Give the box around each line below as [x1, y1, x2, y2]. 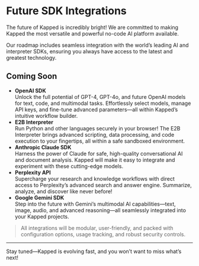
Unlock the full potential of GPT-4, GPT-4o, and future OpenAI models [14, 93, 186, 100]
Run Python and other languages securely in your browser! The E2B [14, 124, 181, 132]
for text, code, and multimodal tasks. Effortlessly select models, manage [14, 100, 191, 107]
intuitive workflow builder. [14, 112, 78, 119]
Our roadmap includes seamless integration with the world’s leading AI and [6, 41, 189, 49]
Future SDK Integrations [6, 4, 127, 18]
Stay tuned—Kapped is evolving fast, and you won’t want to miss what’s [6, 248, 182, 255]
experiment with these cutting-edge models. [14, 162, 123, 169]
